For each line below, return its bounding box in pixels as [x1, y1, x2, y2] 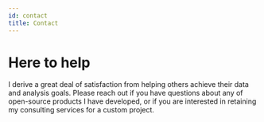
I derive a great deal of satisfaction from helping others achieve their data [8, 80, 249, 89]
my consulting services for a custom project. [8, 105, 155, 115]
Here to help [8, 53, 91, 72]
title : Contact [8, 19, 59, 27]
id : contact [8, 11, 48, 20]
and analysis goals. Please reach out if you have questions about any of [8, 89, 244, 98]
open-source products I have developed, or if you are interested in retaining [8, 96, 257, 106]
